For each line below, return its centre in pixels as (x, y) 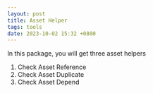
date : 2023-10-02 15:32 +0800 (52, 33)
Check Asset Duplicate (51, 75)
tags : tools (25, 27)
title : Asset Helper (38, 20)
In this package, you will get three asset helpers (77, 54)
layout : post (26, 14)
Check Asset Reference (52, 67)
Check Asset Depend (48, 82)
